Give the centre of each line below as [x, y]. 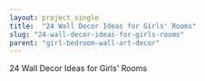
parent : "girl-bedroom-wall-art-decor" [85, 43]
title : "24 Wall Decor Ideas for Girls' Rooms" [103, 26]
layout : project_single [54, 18]
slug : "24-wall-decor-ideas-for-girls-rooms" [97, 34]
